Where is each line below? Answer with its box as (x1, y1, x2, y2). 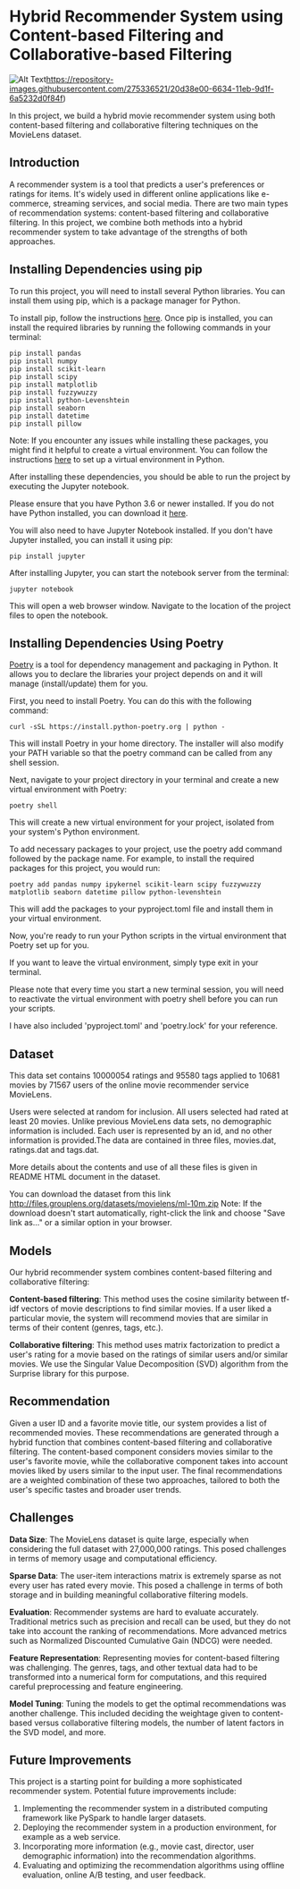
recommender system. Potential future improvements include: (9, 1786, 237, 1797)
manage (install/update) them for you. (9, 678, 149, 690)
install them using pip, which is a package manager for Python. (9, 295, 241, 306)
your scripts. (9, 1004, 56, 1014)
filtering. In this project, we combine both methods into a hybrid (9, 216, 243, 227)
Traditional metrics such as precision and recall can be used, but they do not (9, 1616, 291, 1627)
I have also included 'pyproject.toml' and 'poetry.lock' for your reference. (9, 1021, 279, 1031)
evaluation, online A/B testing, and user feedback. (21, 1869, 206, 1880)
